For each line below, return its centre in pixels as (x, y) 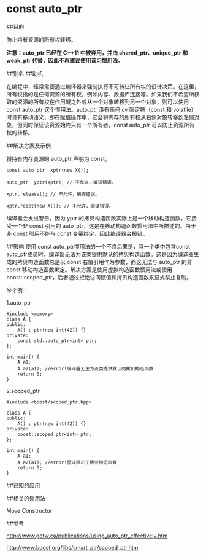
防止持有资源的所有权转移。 (41, 39)
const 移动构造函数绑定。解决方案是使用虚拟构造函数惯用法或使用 (90, 270)
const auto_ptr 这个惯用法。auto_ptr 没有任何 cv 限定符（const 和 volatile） (101, 109)
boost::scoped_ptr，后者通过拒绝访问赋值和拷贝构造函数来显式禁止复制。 (99, 277)
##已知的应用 (23, 485)
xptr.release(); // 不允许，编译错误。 (53, 194)
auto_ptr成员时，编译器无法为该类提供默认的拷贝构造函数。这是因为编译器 (100, 254)
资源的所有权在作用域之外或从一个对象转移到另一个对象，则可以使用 (103, 102)
